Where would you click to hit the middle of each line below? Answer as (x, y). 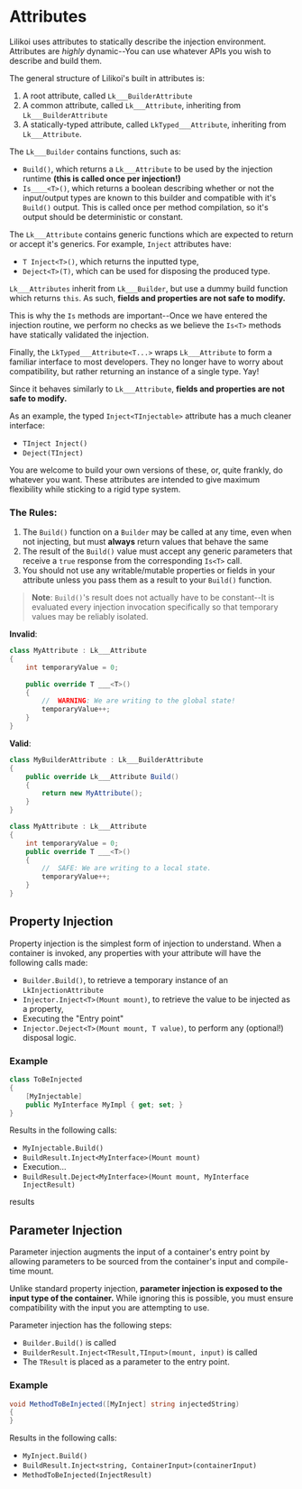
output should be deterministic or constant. (102, 216)
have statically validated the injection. (79, 335)
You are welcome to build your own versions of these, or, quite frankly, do (146, 470)
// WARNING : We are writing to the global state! (139, 701)
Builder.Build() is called (69, 1343)
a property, (43, 1008)
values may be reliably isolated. (90, 617)
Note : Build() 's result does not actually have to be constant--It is (153, 598)
